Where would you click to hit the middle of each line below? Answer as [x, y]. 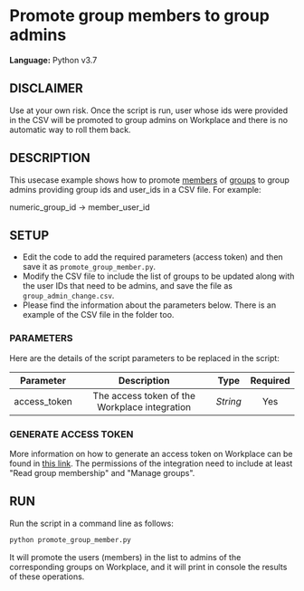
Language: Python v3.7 [53, 60]
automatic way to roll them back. [70, 129]
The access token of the [144, 396]
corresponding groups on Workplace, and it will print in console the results [148, 567]
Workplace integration [144, 406]
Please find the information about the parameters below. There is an [149, 305]
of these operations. [47, 577]
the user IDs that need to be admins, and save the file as [128, 286]
